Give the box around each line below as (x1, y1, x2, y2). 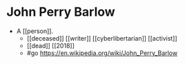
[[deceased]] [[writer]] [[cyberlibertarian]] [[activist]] (26, 34, 177, 42)
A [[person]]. (16, 27, 53, 35)
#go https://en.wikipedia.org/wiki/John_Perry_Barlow (26, 49, 177, 57)
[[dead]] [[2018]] (26, 41, 75, 50)
